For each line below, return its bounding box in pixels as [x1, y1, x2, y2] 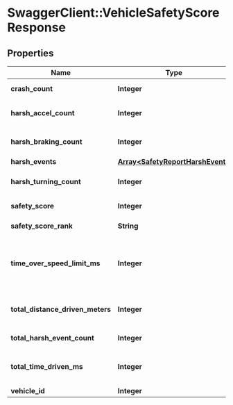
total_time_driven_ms [10, 362, 83, 371]
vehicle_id [10, 386, 45, 395]
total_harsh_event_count [10, 333, 95, 342]
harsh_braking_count [10, 137, 83, 147]
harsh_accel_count [10, 108, 75, 117]
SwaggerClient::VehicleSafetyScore [7, 5, 220, 21]
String [117, 221, 139, 231]
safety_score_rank [10, 221, 73, 231]
